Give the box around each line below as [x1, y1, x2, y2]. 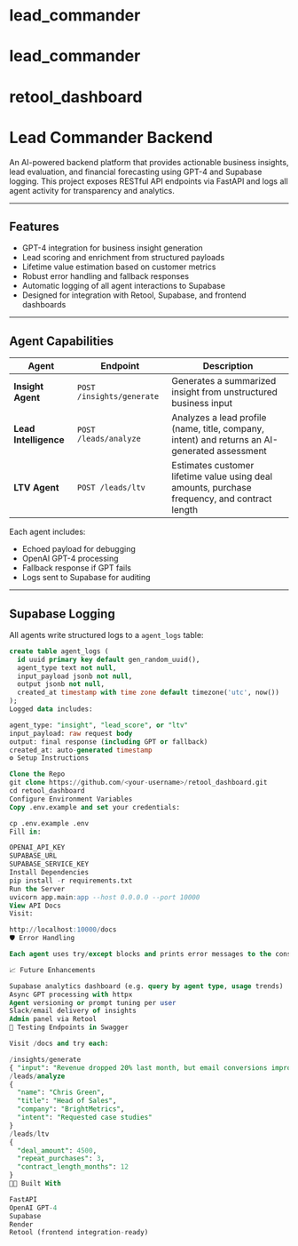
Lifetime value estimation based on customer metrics [21, 261, 216, 272]
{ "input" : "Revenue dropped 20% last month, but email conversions [9, 1063, 268, 1072]
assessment [216, 445, 268, 458]
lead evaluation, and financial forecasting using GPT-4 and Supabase [9, 166, 263, 177]
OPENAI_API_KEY [9, 843, 66, 852]
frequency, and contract [171, 492, 272, 505]
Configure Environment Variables [9, 795, 133, 803]
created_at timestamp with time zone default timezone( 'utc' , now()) [17, 688, 279, 698]
